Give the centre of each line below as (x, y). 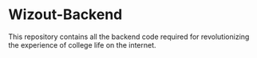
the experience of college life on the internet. (83, 44)
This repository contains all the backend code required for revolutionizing (129, 37)
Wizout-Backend (65, 15)
